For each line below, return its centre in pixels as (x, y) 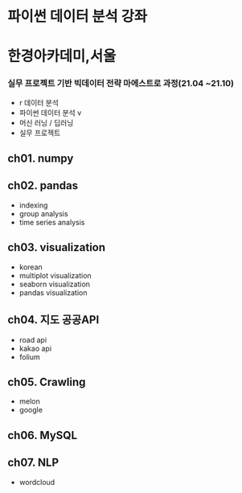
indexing (33, 205)
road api (33, 339)
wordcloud (37, 482)
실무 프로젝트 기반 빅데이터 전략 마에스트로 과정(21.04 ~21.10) (121, 84)
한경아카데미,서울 (62, 56)
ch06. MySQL (43, 435)
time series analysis (52, 222)
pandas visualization (53, 292)
